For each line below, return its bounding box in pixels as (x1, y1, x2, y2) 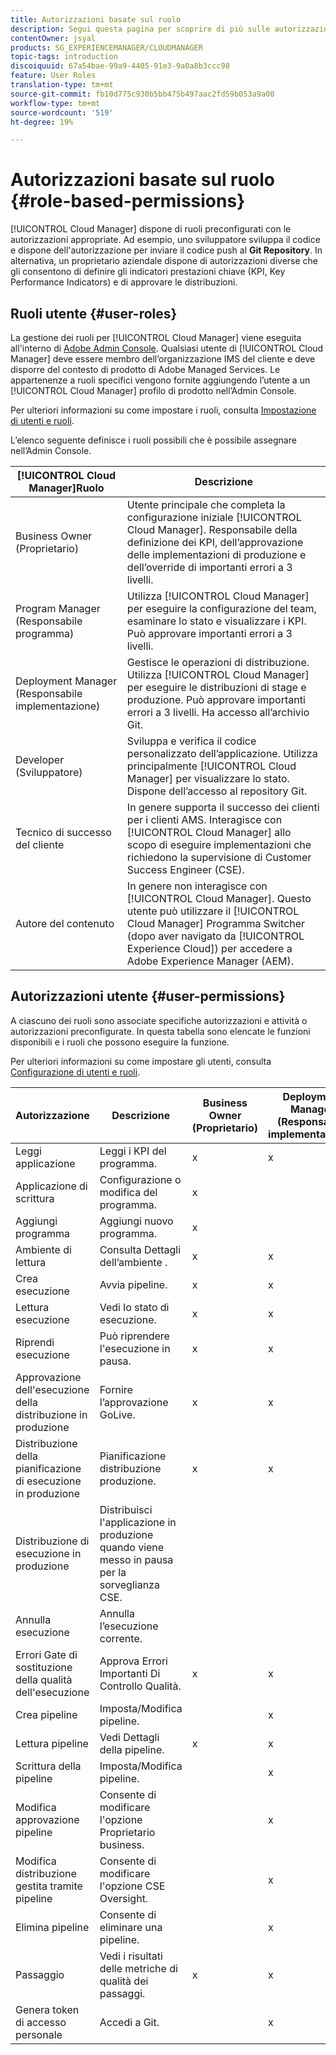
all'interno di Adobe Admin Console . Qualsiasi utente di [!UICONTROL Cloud (10, 342, 324, 354)
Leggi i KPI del (99, 1144, 167, 1158)
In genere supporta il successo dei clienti (126, 801, 320, 814)
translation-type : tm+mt (10, 80, 114, 90)
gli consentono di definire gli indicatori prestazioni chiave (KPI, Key (10, 266, 286, 278)
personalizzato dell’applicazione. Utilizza (126, 747, 318, 760)
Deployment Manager (15, 674, 118, 688)
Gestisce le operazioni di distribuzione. (126, 656, 310, 669)
